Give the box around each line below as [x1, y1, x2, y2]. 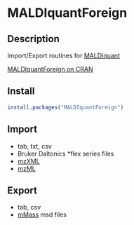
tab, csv [17, 203, 41, 212]
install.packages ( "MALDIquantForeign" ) [7, 104, 124, 111]
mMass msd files [17, 210, 67, 219]
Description [7, 33, 60, 45]
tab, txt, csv [17, 142, 53, 150]
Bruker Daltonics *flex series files [17, 149, 114, 158]
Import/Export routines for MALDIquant [7, 51, 121, 60]
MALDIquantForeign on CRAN [7, 65, 93, 73]
